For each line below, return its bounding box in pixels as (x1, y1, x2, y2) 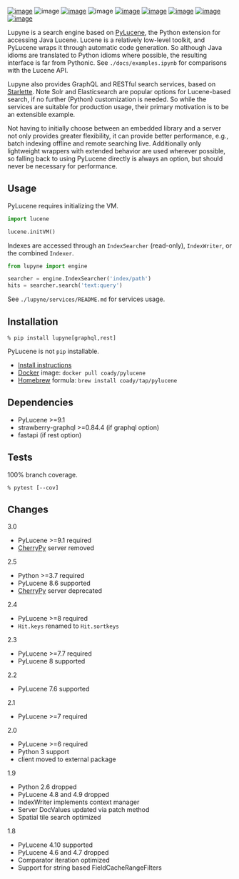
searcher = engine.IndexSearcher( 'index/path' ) (7, 275, 152, 283)
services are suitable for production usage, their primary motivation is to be (7, 103, 229, 111)
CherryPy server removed (17, 544, 95, 552)
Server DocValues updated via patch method (17, 806, 150, 814)
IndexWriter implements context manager (17, 798, 140, 806)
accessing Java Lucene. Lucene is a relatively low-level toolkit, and (7, 36, 205, 44)
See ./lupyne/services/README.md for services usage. (7, 295, 166, 303)
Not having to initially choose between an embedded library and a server (7, 124, 221, 132)
